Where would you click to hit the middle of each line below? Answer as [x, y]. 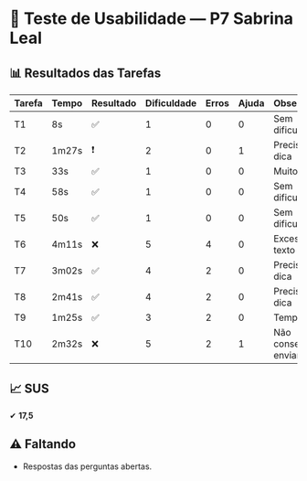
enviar [287, 355]
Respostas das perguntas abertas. [87, 466]
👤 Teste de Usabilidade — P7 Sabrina [152, 19]
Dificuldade [171, 103]
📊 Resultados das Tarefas [85, 73]
